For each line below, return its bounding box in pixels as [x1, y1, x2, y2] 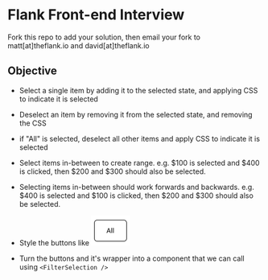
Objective [7, 64, 58, 78]
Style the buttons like [19, 237, 90, 247]
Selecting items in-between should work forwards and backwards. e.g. [19, 182, 254, 191]
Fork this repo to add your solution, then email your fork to [7, 32, 200, 42]
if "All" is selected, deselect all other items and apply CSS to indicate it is [19, 134, 261, 143]
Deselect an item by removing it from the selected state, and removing [19, 109, 253, 119]
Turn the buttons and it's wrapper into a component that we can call [19, 253, 245, 263]
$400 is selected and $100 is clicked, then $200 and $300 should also [19, 191, 254, 200]
